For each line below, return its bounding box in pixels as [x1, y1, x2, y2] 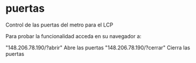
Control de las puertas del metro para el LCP [5, 21, 114, 28]
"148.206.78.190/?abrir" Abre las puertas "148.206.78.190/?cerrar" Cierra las [5, 44, 191, 51]
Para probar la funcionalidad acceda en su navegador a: [5, 32, 142, 39]
